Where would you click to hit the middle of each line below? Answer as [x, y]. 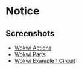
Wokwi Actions [33, 48]
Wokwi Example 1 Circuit [45, 61]
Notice [23, 11]
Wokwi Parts [30, 54]
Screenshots [30, 33]
